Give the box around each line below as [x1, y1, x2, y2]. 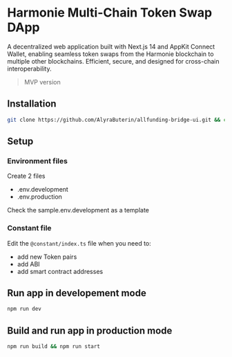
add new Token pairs [17, 253, 77, 261]
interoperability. [7, 64, 52, 73]
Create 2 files [7, 172, 46, 181]
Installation [7, 98, 57, 110]
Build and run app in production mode [7, 324, 173, 336]
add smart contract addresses [17, 267, 104, 275]
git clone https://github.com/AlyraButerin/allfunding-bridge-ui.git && [7, 116, 221, 123]
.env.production [17, 192, 62, 201]
